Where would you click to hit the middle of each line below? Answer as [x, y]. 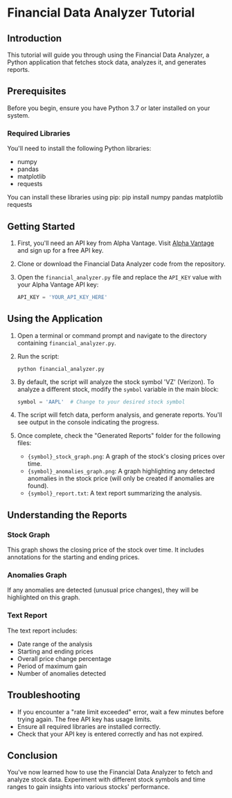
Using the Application [55, 319]
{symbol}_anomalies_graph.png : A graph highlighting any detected [121, 471]
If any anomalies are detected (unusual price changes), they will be [103, 590]
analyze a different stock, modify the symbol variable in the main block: [118, 389]
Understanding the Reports [67, 515]
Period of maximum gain [52, 666]
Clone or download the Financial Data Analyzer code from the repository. [121, 264]
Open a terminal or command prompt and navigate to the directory [112, 335]
